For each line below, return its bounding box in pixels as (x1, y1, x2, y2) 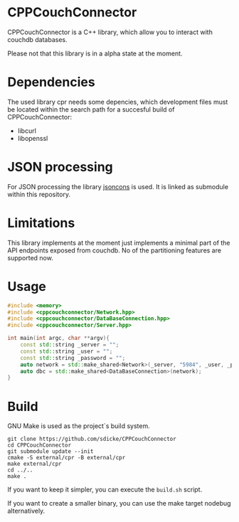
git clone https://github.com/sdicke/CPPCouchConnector (7, 435, 176, 443)
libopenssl (17, 134, 48, 142)
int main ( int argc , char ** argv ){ (7, 335, 110, 342)
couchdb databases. (7, 35, 68, 43)
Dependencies (7, 74, 95, 90)
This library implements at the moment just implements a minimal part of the (7, 238, 230, 247)
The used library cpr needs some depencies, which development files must (7, 97, 228, 106)
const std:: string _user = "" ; (20, 348, 113, 355)
